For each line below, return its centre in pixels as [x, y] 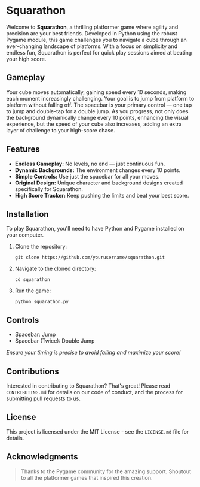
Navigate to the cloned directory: [56, 269]
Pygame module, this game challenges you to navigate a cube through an [96, 40]
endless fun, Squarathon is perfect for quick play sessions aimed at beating [99, 52]
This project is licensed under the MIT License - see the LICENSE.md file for [98, 431]
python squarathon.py [41, 302]
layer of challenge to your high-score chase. [61, 130]
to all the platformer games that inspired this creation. [87, 477]
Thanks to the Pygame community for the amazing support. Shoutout [106, 471]
